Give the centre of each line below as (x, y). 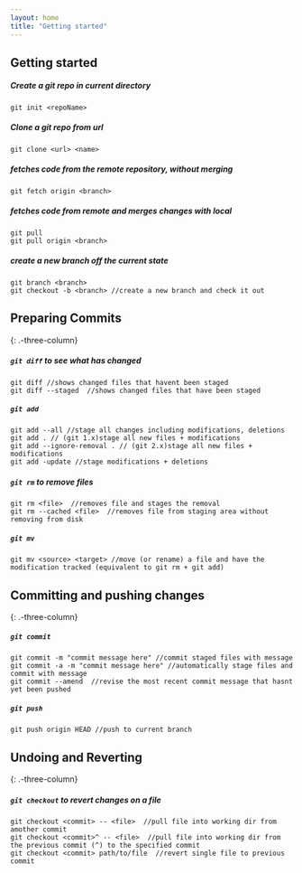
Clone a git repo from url (57, 127)
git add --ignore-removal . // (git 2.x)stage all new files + (132, 446)
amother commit (39, 829)
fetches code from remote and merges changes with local (121, 211)
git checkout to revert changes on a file (86, 800)
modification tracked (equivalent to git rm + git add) (117, 568)
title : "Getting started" (59, 26)
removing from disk (47, 520)
